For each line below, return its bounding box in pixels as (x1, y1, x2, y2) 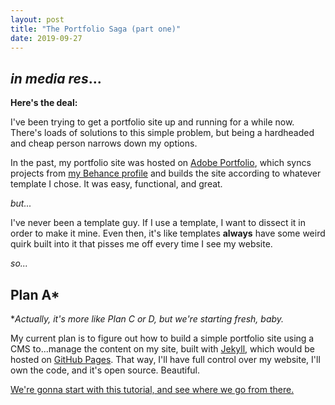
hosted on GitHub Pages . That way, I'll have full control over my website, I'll (10, 354, 321, 365)
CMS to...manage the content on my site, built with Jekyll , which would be (10, 343, 315, 355)
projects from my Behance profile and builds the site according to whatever (10, 167, 322, 180)
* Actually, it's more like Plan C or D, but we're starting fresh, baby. (10, 313, 285, 325)
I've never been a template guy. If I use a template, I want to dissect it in (10, 217, 306, 229)
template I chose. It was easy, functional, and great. (10, 178, 223, 190)
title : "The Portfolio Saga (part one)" (10, 24, 182, 34)
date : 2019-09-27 (10, 33, 83, 43)
